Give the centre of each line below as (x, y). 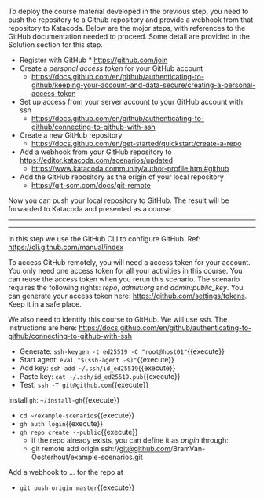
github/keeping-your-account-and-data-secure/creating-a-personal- (143, 85)
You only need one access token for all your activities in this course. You (125, 271)
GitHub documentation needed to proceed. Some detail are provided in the (129, 36)
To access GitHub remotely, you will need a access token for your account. (130, 262)
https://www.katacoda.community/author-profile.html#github (130, 169)
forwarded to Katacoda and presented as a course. (91, 209)
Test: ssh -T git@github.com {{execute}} (84, 385)
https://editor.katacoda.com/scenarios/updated (96, 160)
